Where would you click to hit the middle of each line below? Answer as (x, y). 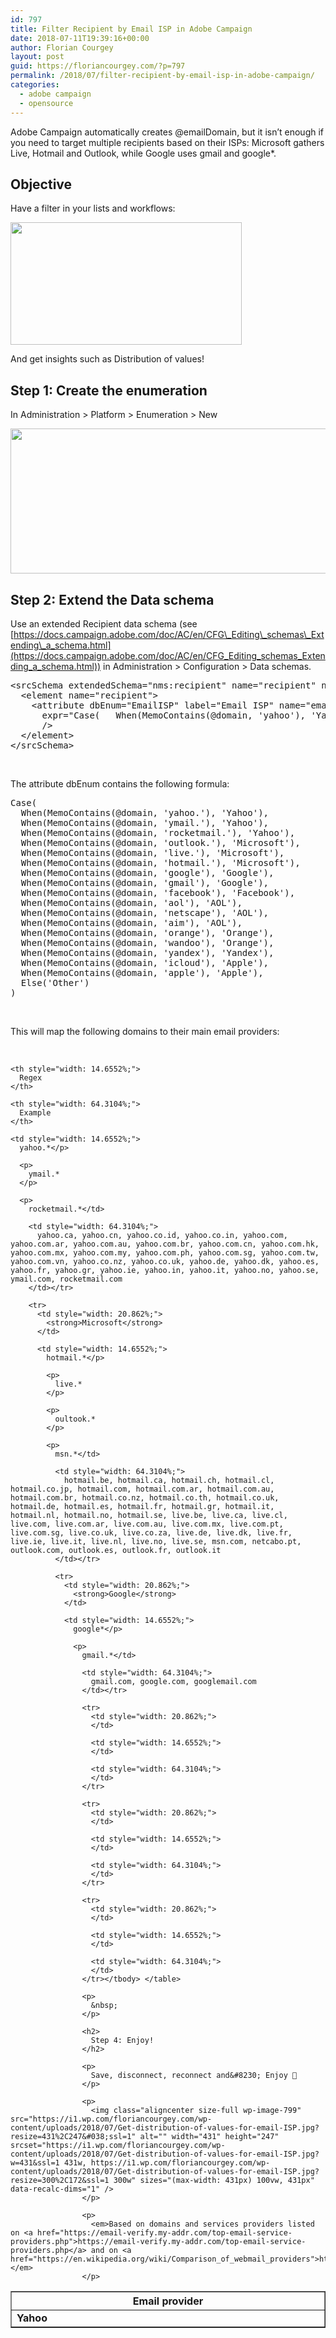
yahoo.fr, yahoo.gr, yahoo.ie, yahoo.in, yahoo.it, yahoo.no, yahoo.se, (165, 1270)
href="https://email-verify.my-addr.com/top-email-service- (164, 2232)
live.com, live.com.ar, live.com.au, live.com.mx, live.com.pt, (147, 1524)
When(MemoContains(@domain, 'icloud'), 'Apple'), (145, 962)
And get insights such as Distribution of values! (107, 359)
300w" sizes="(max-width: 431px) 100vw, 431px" (214, 2180)
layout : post (37, 57)
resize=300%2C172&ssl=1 (60, 2180)
